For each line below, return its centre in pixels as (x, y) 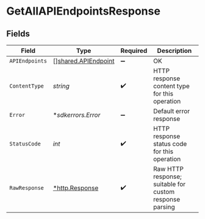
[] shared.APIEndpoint (84, 61)
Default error (172, 111)
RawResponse (27, 188)
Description (174, 51)
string (61, 86)
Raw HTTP (169, 169)
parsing (164, 207)
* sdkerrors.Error (77, 115)
